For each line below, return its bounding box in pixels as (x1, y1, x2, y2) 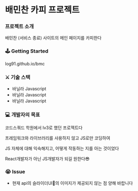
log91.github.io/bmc (5, 60, 45, 66)
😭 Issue (5, 169, 25, 175)
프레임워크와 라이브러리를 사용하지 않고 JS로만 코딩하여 (5, 135, 110, 141)
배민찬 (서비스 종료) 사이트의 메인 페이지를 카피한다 (5, 35, 102, 41)
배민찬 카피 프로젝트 (5, 4, 80, 16)
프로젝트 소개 (5, 23, 34, 30)
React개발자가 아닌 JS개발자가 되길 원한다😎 (5, 156, 90, 162)
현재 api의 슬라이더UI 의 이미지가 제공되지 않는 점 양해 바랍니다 (12, 180, 133, 186)
